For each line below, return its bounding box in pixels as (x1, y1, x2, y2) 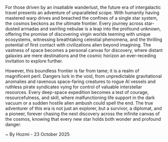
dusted (5, 26, 20, 32)
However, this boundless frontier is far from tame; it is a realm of (5, 68, 140, 74)
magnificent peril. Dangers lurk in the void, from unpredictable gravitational (5, 73, 162, 79)
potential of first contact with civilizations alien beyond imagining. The (5, 42, 151, 48)
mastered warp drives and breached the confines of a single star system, (5, 15, 158, 21)
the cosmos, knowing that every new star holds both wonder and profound (5, 116, 161, 122)
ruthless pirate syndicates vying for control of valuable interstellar (5, 84, 143, 90)
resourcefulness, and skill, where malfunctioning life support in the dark (5, 94, 155, 101)
